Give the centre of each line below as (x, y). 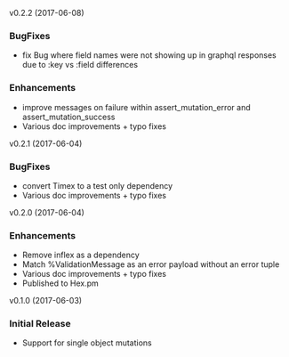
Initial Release (40, 324)
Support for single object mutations (87, 343)
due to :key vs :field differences (80, 65)
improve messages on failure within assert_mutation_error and (136, 107)
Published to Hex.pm (60, 283)
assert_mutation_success (68, 117)
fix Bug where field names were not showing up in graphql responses (149, 55)
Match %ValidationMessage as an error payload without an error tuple (151, 264)
